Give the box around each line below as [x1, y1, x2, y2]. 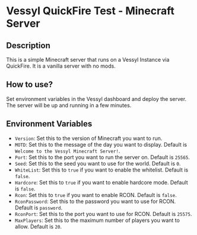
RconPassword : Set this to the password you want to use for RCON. [14, 198, 176, 205]
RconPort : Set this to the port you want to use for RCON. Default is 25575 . [14, 210, 192, 217]
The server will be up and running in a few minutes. [6, 101, 132, 109]
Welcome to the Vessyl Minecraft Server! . [14, 147, 120, 154]
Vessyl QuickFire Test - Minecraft [6, 4, 175, 18]
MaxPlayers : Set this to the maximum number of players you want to [14, 217, 180, 224]
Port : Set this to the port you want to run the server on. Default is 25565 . [14, 153, 190, 161]
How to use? [6, 80, 53, 90]
